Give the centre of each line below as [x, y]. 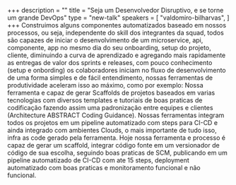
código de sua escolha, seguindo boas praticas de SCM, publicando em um [117, 153]
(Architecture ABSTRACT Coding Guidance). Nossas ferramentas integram [116, 115]
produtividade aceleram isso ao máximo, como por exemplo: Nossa [105, 85]
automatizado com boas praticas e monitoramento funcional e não [104, 168]
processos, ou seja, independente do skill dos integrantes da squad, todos [116, 32]
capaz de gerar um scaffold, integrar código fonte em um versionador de [114, 145]
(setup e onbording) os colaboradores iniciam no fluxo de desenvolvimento [117, 70]
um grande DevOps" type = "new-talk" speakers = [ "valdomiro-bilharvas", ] [118, 18]
